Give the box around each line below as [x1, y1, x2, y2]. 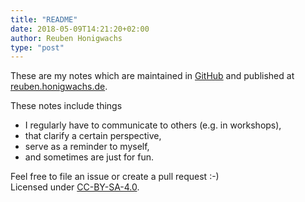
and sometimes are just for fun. [24, 151, 155, 163]
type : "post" [10, 42, 65, 53]
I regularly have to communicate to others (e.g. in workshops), [24, 119, 282, 131]
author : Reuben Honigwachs [10, 33, 123, 43]
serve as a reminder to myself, [24, 141, 150, 153]
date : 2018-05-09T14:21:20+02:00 [10, 24, 150, 34]
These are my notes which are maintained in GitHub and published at [10, 70, 295, 82]
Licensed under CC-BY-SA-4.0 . [10, 181, 140, 193]
